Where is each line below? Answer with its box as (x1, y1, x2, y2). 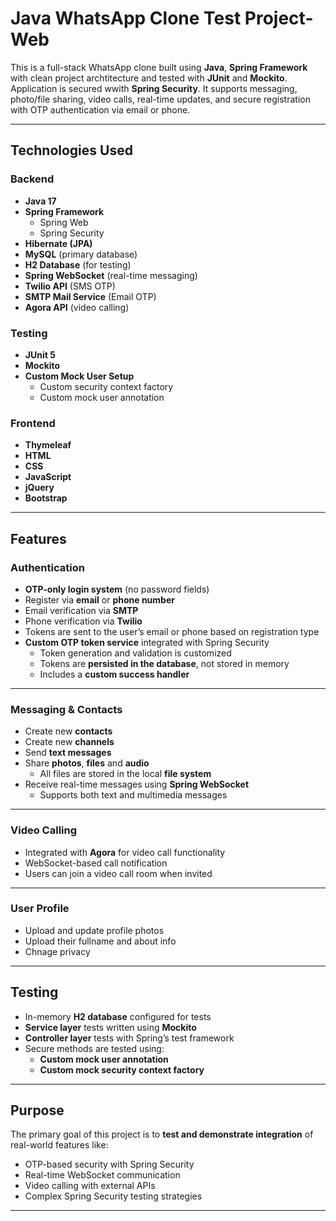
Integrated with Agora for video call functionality (24, 846, 226, 858)
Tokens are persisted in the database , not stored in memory (39, 657, 290, 669)
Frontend (10, 416, 56, 430)
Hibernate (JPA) (24, 237, 93, 249)
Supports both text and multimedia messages (39, 789, 228, 801)
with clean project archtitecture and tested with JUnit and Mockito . (10, 72, 288, 84)
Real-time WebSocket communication (24, 1169, 181, 1181)
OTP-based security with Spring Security (24, 1158, 195, 1171)
